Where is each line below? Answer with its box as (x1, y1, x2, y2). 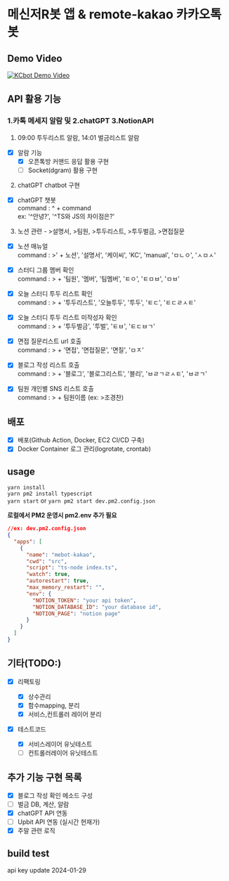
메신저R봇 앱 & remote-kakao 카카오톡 (7, 6, 222, 22)
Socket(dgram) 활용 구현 (27, 166, 98, 174)
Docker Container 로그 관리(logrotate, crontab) (17, 444, 151, 454)
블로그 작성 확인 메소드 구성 (17, 791, 93, 799)
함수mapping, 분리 (27, 701, 80, 709)
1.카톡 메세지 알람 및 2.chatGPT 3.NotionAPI (7, 116, 155, 126)
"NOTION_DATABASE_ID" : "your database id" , (32, 603, 162, 610)
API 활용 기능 (7, 93, 62, 105)
